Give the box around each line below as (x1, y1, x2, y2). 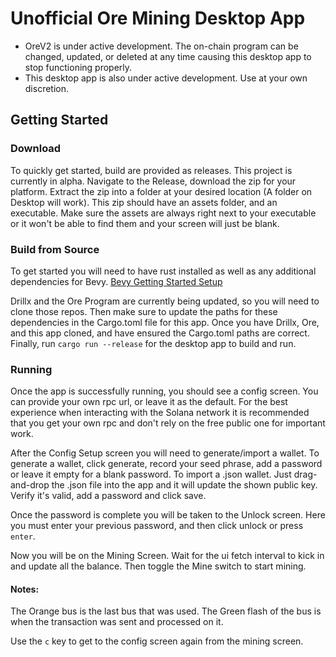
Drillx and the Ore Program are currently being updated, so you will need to (10, 295, 320, 307)
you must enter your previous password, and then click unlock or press (10, 520, 304, 532)
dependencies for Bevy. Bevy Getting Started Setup (10, 275, 223, 287)
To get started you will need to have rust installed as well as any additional (10, 265, 317, 277)
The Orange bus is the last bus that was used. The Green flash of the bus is (10, 605, 322, 617)
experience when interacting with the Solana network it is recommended (10, 407, 310, 419)
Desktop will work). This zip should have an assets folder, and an (10, 196, 278, 208)
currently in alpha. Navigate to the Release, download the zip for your (10, 175, 297, 187)
